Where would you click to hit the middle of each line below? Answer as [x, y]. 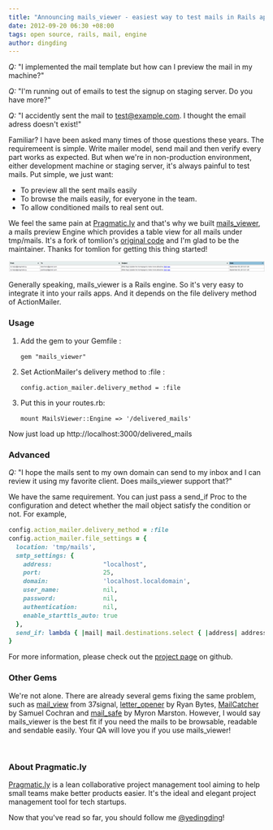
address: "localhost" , [85, 564]
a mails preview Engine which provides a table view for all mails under [126, 232]
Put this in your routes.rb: [63, 403]
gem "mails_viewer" [53, 357]
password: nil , [70, 599]
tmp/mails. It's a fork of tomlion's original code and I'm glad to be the [124, 240]
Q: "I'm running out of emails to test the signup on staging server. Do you [131, 91]
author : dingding [38, 43]
